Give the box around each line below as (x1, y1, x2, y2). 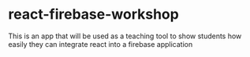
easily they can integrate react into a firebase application (8, 39, 193, 48)
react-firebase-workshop (8, 5, 179, 23)
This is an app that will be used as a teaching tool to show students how (8, 31, 242, 41)
